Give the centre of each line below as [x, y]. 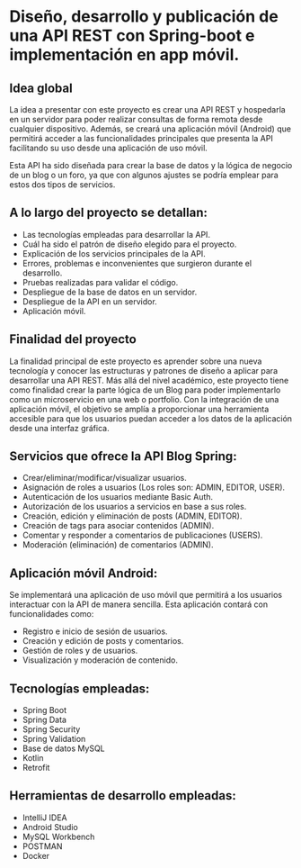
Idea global [41, 88]
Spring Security [51, 729]
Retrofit [36, 768]
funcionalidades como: [52, 614]
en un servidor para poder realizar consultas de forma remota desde [136, 119]
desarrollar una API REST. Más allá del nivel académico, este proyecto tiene [149, 380]
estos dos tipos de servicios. [62, 185]
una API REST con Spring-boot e [132, 36]
